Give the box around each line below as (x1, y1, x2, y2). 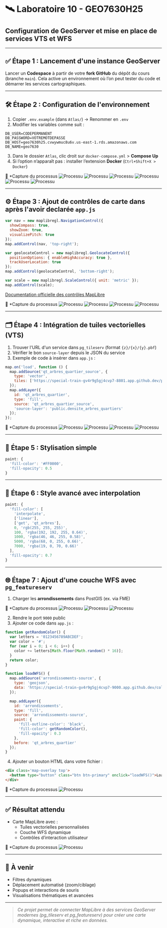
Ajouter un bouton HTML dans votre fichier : (12, 758, 103, 764)
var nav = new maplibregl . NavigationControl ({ (5, 218, 103, 223)
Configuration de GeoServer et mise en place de (5, 26, 158, 35)
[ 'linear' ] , (14, 516, 39, 521)
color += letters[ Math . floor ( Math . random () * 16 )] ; (14, 648, 123, 653)
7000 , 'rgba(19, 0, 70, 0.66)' (14, 544, 79, 549)
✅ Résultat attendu (5, 806, 65, 814)
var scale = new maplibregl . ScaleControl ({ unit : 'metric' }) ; (5, 278, 139, 283)
